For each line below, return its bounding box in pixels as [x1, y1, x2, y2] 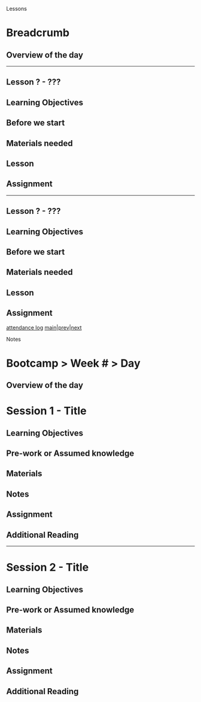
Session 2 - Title [6, 561, 89, 574]
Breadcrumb [6, 26, 70, 40]
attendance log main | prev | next [6, 323, 82, 331]
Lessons [6, 5, 27, 12]
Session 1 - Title [6, 404, 87, 418]
